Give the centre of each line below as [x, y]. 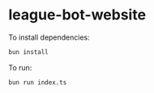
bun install [28, 52]
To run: [20, 67]
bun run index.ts [38, 82]
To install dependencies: [49, 37]
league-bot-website [77, 15]
